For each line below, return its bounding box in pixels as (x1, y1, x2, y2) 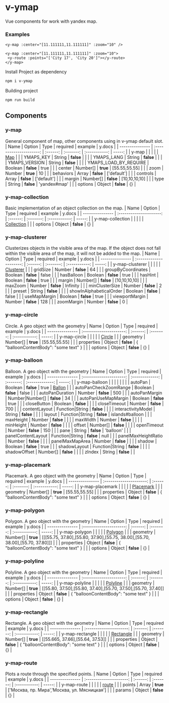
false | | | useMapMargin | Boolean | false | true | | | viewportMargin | (5, 293, 149, 299)
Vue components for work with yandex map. (5, 18, 97, 24)
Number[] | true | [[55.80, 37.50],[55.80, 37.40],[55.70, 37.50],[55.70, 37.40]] (5, 585, 164, 591)
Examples (5, 31, 30, 38)
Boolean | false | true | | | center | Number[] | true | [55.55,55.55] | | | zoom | (5, 165, 164, 171)
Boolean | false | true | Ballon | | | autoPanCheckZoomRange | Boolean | (5, 384, 155, 390)
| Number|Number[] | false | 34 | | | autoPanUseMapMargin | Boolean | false (5, 395, 164, 401)
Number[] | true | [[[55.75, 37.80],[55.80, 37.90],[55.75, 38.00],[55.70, (5, 534, 150, 540)
